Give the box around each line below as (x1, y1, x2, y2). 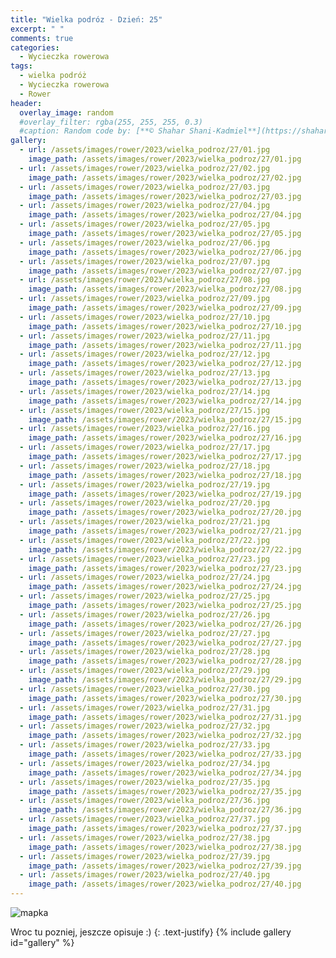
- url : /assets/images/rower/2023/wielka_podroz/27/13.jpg (19, 368, 271, 378)
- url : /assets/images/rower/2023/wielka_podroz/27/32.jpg (19, 721, 271, 731)
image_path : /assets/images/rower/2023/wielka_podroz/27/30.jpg (28, 693, 302, 703)
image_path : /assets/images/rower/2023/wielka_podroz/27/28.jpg (28, 656, 302, 666)
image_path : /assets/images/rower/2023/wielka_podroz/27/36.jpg (28, 805, 302, 815)
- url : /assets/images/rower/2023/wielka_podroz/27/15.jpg (19, 405, 271, 415)
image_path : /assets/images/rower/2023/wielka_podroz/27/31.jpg (28, 712, 302, 722)
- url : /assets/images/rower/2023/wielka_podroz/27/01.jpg (19, 145, 271, 155)
